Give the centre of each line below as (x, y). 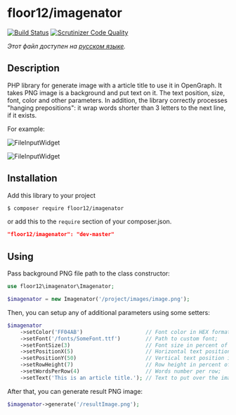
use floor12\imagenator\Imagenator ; (61, 287)
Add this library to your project (52, 195)
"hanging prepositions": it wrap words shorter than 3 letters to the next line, (117, 108)
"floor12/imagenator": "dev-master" (61, 235)
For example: (26, 129)
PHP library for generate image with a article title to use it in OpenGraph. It (115, 85)
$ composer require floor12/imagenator (66, 208)
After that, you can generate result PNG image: (75, 391)
